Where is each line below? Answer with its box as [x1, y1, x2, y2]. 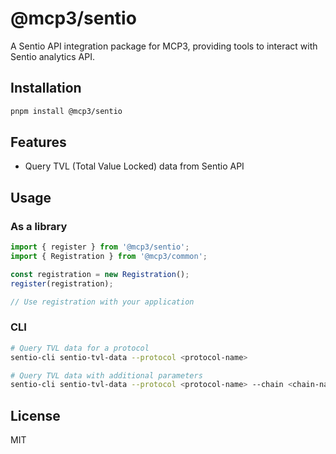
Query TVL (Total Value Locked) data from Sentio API [24, 160, 245, 172]
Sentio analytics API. [10, 50, 95, 62]
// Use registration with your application [10, 297, 195, 307]
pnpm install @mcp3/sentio [10, 106, 123, 116]
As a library [10, 219, 68, 233]
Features [10, 134, 67, 151]
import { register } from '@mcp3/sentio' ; [10, 242, 190, 252]
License [10, 407, 61, 424]
